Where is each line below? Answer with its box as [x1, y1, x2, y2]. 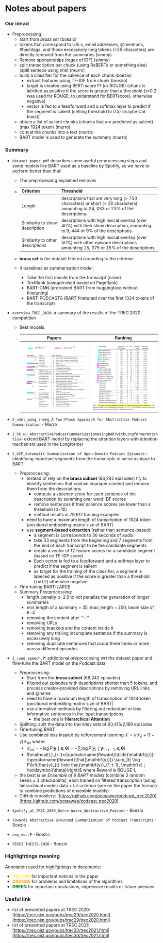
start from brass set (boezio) [19, 36, 77, 42]
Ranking [114, 335, 132, 341]
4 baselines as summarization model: [19, 265, 94, 271]
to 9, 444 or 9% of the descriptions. [61, 228, 133, 234]
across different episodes [26, 646, 78, 652]
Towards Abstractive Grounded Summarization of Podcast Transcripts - [12, 817, 157, 823]
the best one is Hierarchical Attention [33, 716, 110, 722]
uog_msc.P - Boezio [12, 831, 50, 837]
